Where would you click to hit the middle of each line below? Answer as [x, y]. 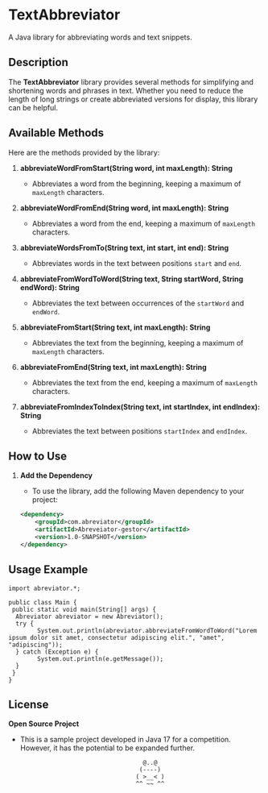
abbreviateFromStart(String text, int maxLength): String [115, 327]
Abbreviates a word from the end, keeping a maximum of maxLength [144, 223]
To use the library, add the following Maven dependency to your [138, 491]
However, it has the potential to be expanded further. [107, 748]
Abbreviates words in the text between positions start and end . [137, 263]
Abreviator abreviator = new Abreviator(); [89, 617]
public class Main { [43, 602]
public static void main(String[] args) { [84, 609]
